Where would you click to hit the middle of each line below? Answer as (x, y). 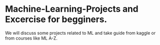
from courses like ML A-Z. (31, 38)
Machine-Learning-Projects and (72, 9)
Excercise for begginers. (56, 19)
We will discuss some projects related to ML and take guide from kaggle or (80, 33)
